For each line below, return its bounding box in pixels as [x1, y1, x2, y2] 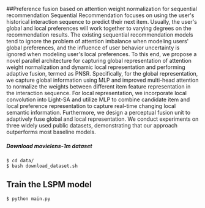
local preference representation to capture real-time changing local [6, 102, 176, 109]
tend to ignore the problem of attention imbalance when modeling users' [6, 38, 189, 45]
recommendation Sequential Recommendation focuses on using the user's [6, 12, 195, 19]
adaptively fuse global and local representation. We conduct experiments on [6, 115, 199, 123]
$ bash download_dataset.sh [6, 163, 78, 169]
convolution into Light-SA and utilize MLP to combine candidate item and [6, 96, 190, 103]
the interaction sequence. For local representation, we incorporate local [6, 90, 187, 96]
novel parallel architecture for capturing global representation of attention [6, 57, 192, 64]
